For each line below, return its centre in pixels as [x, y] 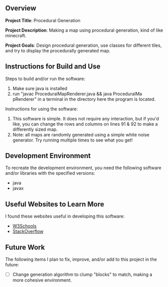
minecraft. [16, 35]
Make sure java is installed [40, 88]
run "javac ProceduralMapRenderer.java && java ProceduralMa [77, 94]
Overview [21, 8]
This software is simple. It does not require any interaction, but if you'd [86, 118]
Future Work [25, 247]
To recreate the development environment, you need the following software [83, 168]
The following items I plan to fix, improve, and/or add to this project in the [81, 259]
